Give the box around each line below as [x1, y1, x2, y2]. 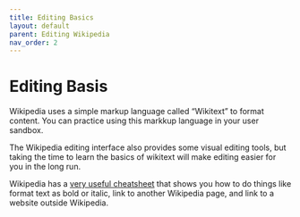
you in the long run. [9, 162, 81, 172]
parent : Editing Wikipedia [9, 29, 110, 38]
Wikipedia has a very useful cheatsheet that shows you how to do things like [9, 179, 292, 189]
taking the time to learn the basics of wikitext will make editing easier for [9, 152, 277, 163]
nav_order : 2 [9, 38, 58, 47]
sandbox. [9, 125, 44, 136]
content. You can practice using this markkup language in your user [9, 115, 260, 126]
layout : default [9, 21, 70, 30]
